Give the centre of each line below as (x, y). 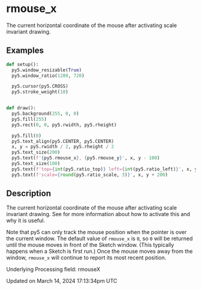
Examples (25, 51)
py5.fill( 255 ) (29, 119)
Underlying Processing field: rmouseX (53, 270)
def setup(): (23, 64)
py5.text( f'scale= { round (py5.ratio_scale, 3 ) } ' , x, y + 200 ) (90, 175)
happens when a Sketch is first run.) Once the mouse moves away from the (100, 252)
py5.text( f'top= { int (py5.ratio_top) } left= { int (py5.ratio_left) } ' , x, (102, 169)
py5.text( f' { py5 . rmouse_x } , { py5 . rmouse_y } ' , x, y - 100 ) (86, 158)
